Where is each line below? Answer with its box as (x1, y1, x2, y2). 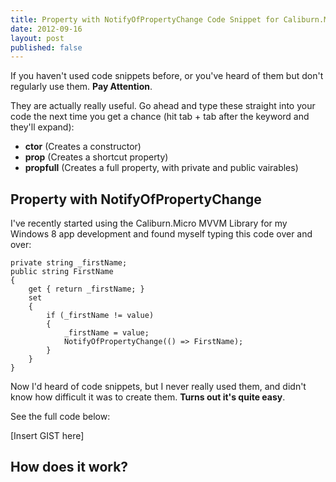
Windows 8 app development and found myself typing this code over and (10, 228, 313, 240)
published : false (10, 42, 83, 53)
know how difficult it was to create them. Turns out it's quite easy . (10, 391, 286, 403)
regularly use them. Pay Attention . (10, 81, 153, 93)
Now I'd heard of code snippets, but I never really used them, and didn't (10, 381, 307, 393)
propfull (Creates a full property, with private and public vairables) (24, 162, 299, 174)
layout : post (10, 33, 65, 43)
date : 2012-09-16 (10, 24, 83, 34)
